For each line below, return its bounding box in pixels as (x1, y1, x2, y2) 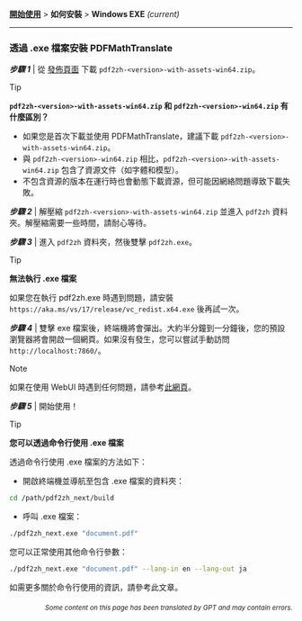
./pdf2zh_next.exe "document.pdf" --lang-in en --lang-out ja (9, 564, 247, 574)
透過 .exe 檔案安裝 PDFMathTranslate (9, 41, 173, 54)
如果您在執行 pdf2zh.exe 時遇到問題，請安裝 (9, 292, 174, 303)
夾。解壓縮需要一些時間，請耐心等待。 (9, 218, 151, 229)
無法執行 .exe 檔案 (9, 274, 77, 284)
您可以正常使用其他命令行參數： (9, 546, 128, 557)
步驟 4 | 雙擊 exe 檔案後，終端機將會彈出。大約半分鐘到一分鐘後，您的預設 (9, 323, 286, 334)
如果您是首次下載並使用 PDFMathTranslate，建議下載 (22, 130, 219, 142)
